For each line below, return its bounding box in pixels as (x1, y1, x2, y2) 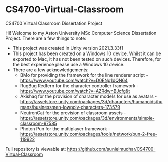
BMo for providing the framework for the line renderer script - (20, 72, 148, 78)
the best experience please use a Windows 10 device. (12, 61, 125, 67)
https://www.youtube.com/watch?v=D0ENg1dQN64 (20, 77, 128, 83)
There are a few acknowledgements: (12, 67, 89, 73)
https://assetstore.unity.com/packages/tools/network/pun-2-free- (20, 131, 158, 137)
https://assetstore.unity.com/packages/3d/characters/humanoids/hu (20, 98, 163, 104)
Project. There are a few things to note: (5, 35, 87, 41)
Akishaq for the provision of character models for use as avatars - (20, 93, 157, 99)
